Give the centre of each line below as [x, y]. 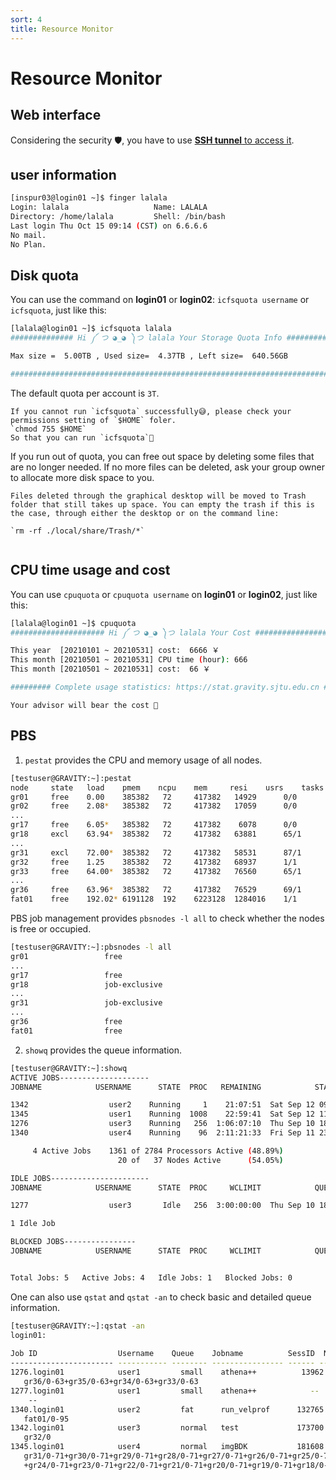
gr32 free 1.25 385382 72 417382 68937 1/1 [154, 862]
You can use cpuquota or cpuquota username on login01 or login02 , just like [164, 594]
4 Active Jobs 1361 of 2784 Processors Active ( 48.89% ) [158, 1151]
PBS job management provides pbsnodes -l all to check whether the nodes [167, 918]
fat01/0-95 [46, 1419]
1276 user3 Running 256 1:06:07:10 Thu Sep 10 [162, 1124]
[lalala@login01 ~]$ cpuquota [73, 623]
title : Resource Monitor [62, 29]
